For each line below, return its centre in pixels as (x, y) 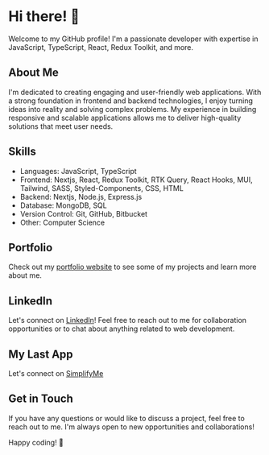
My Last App (41, 354)
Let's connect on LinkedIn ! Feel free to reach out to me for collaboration (128, 321)
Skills (22, 152)
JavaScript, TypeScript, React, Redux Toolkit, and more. (101, 47)
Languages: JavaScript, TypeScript (78, 171)
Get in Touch (41, 399)
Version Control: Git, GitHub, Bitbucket (83, 213)
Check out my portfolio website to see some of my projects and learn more (132, 267)
